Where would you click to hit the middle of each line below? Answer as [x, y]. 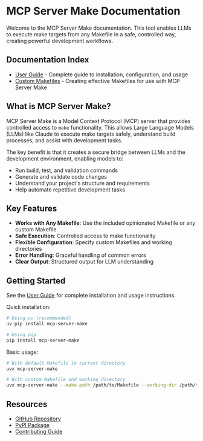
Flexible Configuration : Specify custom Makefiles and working [93, 242]
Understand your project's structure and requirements [82, 183]
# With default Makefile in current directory [66, 363]
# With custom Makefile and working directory [66, 380]
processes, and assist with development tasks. [64, 140]
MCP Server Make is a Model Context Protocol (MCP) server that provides [98, 121]
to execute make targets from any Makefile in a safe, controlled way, [91, 34]
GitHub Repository [38, 419]
